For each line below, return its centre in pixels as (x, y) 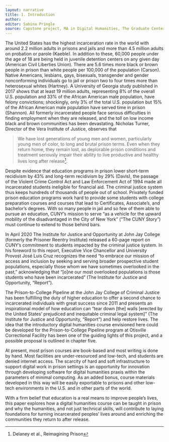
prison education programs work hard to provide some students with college (84, 198)
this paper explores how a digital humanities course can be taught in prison (83, 403)
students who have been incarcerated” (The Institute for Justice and (76, 277)
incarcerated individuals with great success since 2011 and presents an (79, 303)
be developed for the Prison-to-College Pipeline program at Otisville (76, 330)
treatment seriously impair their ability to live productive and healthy (88, 155)
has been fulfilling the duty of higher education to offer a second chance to (83, 298)
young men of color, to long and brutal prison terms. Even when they (89, 144)
